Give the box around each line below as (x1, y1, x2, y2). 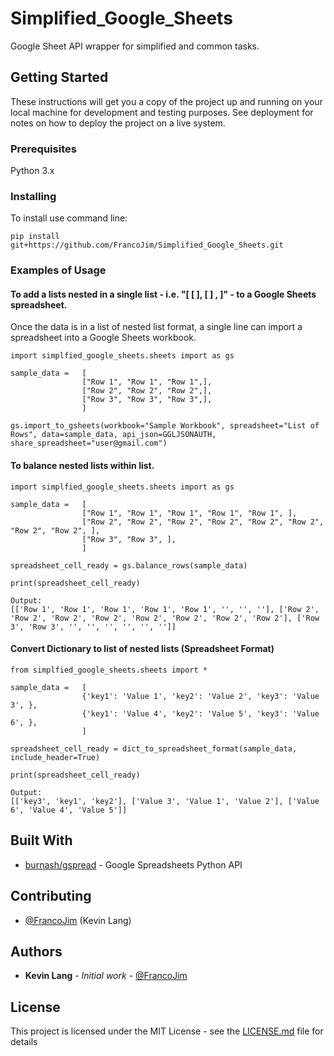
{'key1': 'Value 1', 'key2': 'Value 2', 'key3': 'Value (81, 691, 320, 701)
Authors (10, 943, 63, 960)
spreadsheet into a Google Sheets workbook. (10, 332, 197, 344)
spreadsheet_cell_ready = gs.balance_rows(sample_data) (10, 560, 248, 571)
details (10, 1036, 38, 1048)
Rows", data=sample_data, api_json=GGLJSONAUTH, (10, 430, 217, 440)
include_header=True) (10, 752, 101, 762)
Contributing (10, 888, 92, 905)
